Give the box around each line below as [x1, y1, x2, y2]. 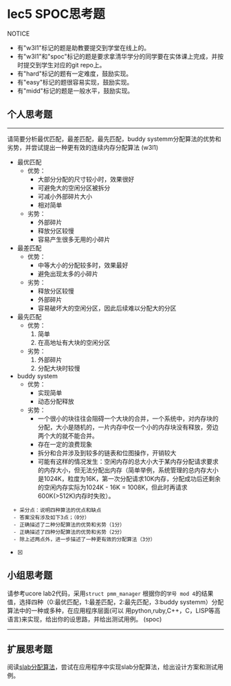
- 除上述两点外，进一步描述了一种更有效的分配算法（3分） [13, 535, 156, 543]
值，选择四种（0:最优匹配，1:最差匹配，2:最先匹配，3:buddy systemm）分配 [7, 597, 224, 606]
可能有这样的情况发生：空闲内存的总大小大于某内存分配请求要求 [37, 457, 219, 465]
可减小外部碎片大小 [37, 192, 93, 200]
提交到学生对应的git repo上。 [23, 60, 106, 69]
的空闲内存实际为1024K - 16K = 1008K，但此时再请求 [37, 483, 188, 491]
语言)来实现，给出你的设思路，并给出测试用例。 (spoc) [7, 615, 162, 623]
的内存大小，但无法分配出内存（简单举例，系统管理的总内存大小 [37, 465, 219, 474]
